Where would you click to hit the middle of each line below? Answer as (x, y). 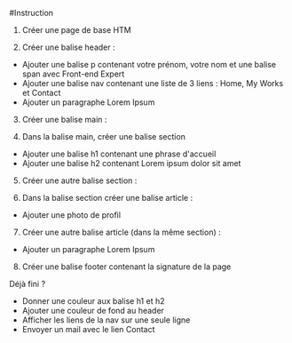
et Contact (41, 93)
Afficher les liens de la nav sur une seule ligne (106, 320)
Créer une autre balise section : (79, 180)
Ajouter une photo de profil (71, 215)
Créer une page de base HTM (76, 30)
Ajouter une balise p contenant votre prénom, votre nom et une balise (149, 64)
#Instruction (32, 13)
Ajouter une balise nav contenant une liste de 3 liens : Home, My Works (153, 83)
